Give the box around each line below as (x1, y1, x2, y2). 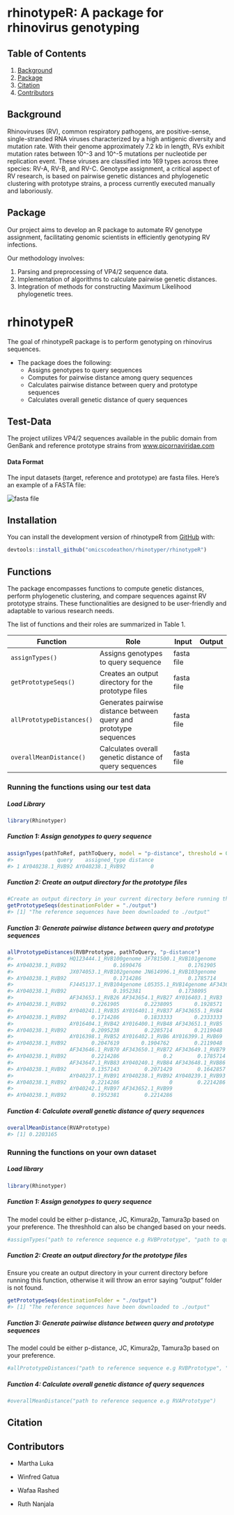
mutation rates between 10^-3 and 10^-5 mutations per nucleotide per (7, 149, 208, 158)
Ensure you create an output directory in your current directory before (7, 1269, 208, 1277)
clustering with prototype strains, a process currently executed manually (7, 179, 216, 187)
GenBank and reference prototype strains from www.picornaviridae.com (7, 442, 214, 450)
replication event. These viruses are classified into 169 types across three (7, 157, 219, 165)
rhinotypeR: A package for (7, 5, 164, 21)
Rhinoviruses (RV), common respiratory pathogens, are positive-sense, (7, 127, 211, 136)
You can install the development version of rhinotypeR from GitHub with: (7, 533, 215, 541)
